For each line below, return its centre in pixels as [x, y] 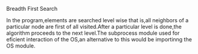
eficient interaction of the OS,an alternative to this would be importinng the [99, 39]
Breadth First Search [32, 9]
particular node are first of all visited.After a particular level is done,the [94, 27]
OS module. [21, 46]
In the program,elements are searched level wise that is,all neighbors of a [97, 20]
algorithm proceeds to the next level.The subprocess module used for [93, 33]
